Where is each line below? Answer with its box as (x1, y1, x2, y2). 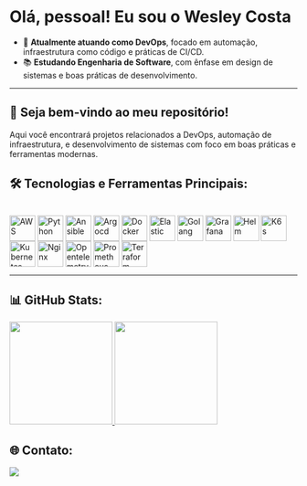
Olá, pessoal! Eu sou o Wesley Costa (9, 6, 291, 27)
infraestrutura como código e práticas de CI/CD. (22, 46, 205, 57)
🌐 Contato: (9, 442, 73, 458)
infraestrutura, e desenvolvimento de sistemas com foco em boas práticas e (9, 139, 297, 150)
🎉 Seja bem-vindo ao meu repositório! (9, 105, 229, 121)
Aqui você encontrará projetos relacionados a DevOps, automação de (9, 129, 272, 140)
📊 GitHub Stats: (9, 292, 103, 308)
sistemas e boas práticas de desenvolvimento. (22, 69, 198, 80)
